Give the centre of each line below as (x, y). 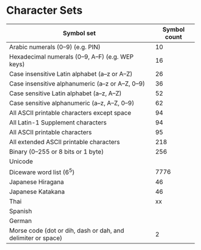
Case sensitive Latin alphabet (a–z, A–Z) (66, 93)
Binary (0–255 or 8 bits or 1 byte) (57, 151)
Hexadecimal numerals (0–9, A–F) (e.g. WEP (71, 56)
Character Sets (44, 10)
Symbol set (79, 33)
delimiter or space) (36, 238)
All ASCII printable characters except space (70, 112)
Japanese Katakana (37, 192)
